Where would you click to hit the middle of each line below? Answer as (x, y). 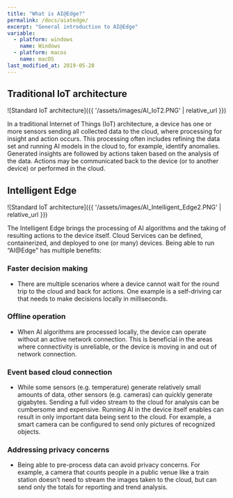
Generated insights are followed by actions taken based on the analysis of (113, 153)
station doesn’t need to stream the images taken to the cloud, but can (117, 480)
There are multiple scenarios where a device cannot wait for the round (118, 284)
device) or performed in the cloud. (56, 169)
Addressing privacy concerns (58, 450)
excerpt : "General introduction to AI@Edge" (73, 27)
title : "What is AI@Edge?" (46, 14)
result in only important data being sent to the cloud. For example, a (114, 417)
